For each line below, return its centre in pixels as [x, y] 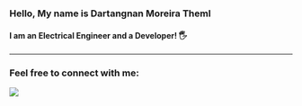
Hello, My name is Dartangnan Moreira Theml [110, 13]
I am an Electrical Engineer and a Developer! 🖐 [98, 35]
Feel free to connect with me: [74, 73]
